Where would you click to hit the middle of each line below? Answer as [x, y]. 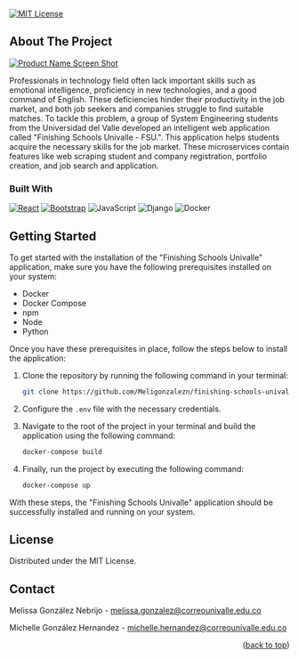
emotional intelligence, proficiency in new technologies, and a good [133, 90]
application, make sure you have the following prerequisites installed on [140, 266]
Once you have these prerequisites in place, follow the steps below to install [149, 348]
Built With [31, 189]
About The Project [61, 41]
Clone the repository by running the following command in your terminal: [155, 375]
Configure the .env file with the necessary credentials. [121, 409]
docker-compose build [62, 452]
